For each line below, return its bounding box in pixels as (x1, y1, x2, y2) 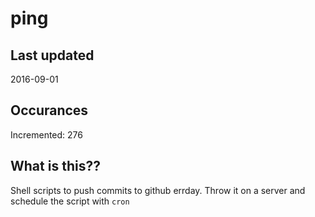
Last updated (10, 47, 95, 64)
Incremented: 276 (10, 128, 83, 141)
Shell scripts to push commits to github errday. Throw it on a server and (10, 184, 306, 196)
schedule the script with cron (10, 195, 130, 207)
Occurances (10, 102, 89, 119)
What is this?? (10, 158, 101, 175)
